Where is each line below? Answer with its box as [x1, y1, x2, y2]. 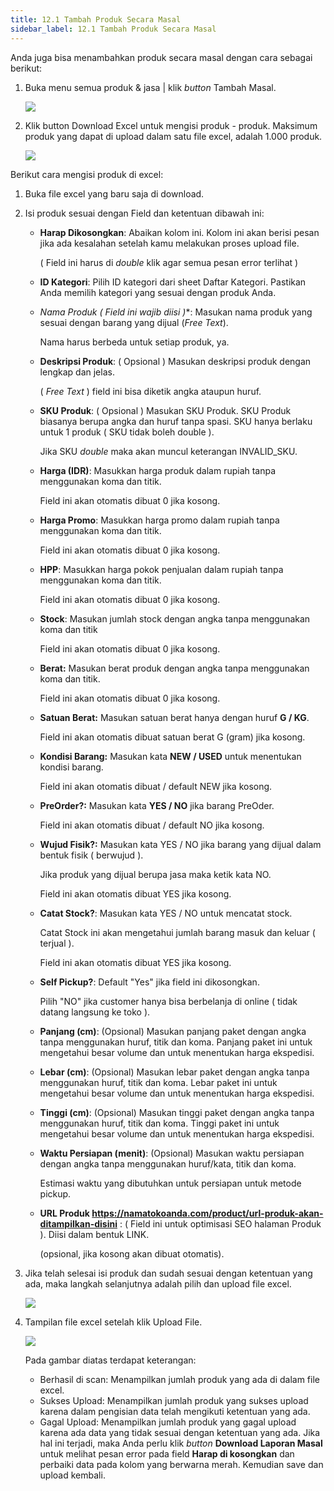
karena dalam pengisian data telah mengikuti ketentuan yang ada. [39, 1405, 311, 1417]
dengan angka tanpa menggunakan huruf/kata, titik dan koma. [39, 1157, 297, 1170]
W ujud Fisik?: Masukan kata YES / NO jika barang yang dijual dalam [39, 838, 322, 850]
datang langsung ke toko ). [39, 1006, 151, 1018]
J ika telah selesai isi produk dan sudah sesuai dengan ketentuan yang [24, 1267, 313, 1279]
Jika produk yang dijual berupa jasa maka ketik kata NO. [39, 868, 272, 880]
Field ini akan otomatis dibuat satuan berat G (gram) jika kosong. [39, 731, 306, 743]
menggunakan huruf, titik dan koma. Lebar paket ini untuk [39, 1076, 278, 1088]
